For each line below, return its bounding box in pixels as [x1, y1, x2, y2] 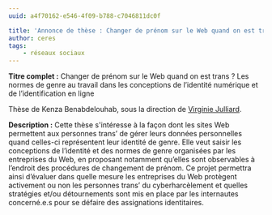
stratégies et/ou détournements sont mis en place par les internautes [8, 189, 239, 199]
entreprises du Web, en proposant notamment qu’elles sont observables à [8, 155, 255, 165]
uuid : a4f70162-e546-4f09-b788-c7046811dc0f [8, 11, 161, 20]
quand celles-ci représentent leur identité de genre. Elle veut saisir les [8, 137, 242, 147]
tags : [8, 41, 27, 49]
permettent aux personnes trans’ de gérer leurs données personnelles [8, 129, 243, 139]
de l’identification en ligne [8, 88, 95, 98]
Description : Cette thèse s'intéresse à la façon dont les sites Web [8, 120, 230, 130]
